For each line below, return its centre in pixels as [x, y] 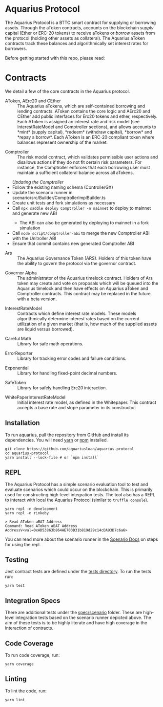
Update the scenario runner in [42, 192]
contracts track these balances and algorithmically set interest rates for [77, 43]
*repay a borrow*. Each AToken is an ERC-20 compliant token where [86, 137]
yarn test [15, 586]
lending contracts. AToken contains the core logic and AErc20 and [84, 111]
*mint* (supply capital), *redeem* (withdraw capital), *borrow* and [85, 132]
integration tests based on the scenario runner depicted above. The [83, 618]
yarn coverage [20, 664]
